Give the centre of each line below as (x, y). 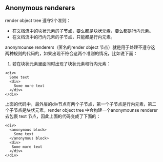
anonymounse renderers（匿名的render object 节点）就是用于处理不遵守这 (80, 47)
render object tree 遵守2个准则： (38, 20)
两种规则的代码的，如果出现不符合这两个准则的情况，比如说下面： (71, 53)
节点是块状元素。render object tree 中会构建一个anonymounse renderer (86, 110)
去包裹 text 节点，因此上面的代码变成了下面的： (53, 116)
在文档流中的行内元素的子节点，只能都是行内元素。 (63, 37)
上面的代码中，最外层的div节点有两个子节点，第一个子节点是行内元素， (76, 104)
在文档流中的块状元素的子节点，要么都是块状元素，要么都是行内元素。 (83, 31)
